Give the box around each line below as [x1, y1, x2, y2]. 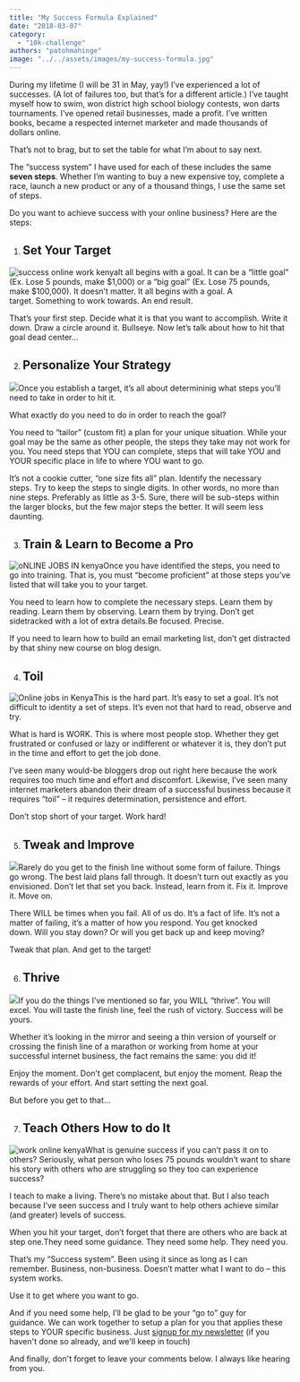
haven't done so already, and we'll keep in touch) [9, 1335, 191, 1346]
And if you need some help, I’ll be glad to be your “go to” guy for [9, 1307, 247, 1318]
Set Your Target [21, 243, 112, 258]
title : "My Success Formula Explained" [9, 13, 159, 22]
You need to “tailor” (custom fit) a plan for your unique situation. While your [9, 426, 287, 437]
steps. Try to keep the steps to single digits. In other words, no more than [9, 482, 279, 493]
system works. [9, 1273, 64, 1283]
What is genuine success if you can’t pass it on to [84, 1144, 269, 1155]
